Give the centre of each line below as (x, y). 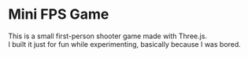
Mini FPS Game (59, 14)
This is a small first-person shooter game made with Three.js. (107, 36)
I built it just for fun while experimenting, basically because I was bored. (125, 44)
